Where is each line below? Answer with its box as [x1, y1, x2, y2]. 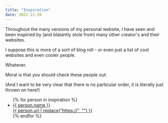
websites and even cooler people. [5, 52, 76, 58]
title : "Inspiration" [5, 7, 51, 13]
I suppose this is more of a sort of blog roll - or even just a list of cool [5, 47, 149, 53]
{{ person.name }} [12, 102, 51, 108]
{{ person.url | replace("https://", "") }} [12, 107, 93, 113]
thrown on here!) [5, 87, 40, 93]
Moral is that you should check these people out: [5, 71, 107, 77]
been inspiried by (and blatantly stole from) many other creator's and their [5, 31, 160, 37]
